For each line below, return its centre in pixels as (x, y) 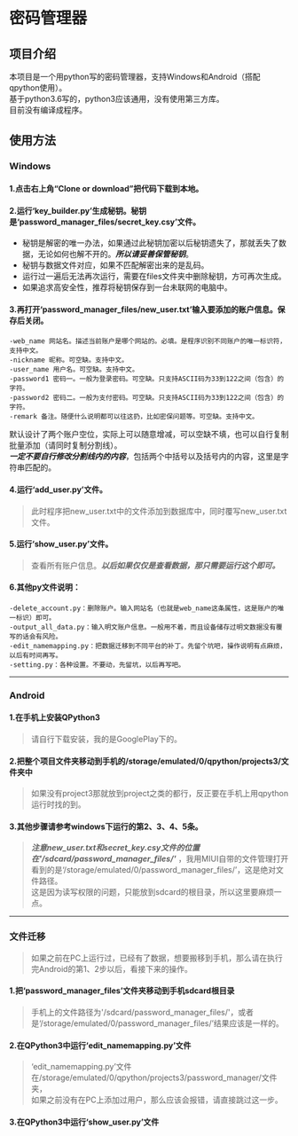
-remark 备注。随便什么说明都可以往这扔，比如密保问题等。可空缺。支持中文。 (134, 417)
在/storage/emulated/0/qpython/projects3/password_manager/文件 (154, 1077)
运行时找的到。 (58, 804)
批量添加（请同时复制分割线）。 (66, 445)
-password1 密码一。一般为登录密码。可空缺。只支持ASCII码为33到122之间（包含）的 (147, 379)
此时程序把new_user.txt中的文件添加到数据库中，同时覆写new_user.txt (159, 511)
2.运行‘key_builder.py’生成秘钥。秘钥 (78, 210)
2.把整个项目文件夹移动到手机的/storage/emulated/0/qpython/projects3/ (145, 761)
